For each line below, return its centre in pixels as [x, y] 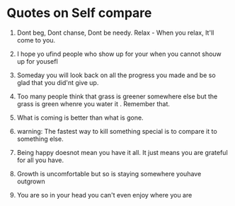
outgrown [31, 181]
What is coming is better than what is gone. [80, 118]
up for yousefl [37, 61]
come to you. [36, 40]
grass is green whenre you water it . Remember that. [93, 103]
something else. [40, 139]
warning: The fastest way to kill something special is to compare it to [117, 131]
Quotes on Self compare [79, 13]
